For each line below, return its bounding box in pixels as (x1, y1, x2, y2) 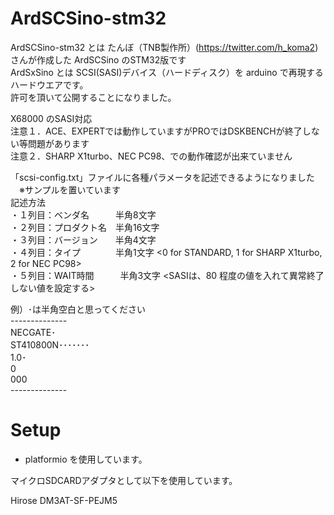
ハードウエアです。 (10, 78, 89, 91)
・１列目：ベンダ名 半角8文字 (10, 208, 157, 221)
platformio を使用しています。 (24, 453, 148, 465)
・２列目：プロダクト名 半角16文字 (10, 221, 160, 233)
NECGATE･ (10, 326, 57, 338)
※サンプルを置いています (18, 183, 122, 196)
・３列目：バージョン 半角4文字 (10, 233, 157, 246)
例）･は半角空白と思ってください (10, 303, 146, 315)
